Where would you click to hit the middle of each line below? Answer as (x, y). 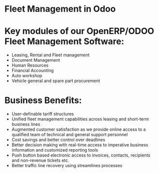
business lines (26, 124)
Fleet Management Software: (64, 42)
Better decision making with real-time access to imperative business (80, 145)
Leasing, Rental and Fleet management (50, 55)
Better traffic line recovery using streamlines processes (67, 166)
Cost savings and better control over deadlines (58, 140)
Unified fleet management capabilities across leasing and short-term (80, 119)
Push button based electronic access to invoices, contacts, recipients (81, 155)
